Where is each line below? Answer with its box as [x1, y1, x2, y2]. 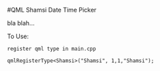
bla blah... [7, 19, 35, 27]
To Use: [7, 32, 29, 40]
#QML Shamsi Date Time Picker [7, 6, 97, 14]
